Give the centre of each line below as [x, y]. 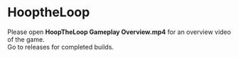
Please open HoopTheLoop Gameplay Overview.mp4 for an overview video [119, 32]
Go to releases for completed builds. [61, 47]
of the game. [26, 39]
